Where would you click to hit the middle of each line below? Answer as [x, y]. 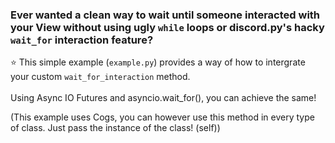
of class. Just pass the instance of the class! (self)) [115, 128]
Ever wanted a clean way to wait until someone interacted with [165, 15]
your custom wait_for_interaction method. [100, 77]
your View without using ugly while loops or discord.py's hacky [167, 27]
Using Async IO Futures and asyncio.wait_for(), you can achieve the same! [163, 98]
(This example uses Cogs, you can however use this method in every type [162, 117]
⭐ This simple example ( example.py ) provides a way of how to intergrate [158, 62]
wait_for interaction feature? [82, 40]
